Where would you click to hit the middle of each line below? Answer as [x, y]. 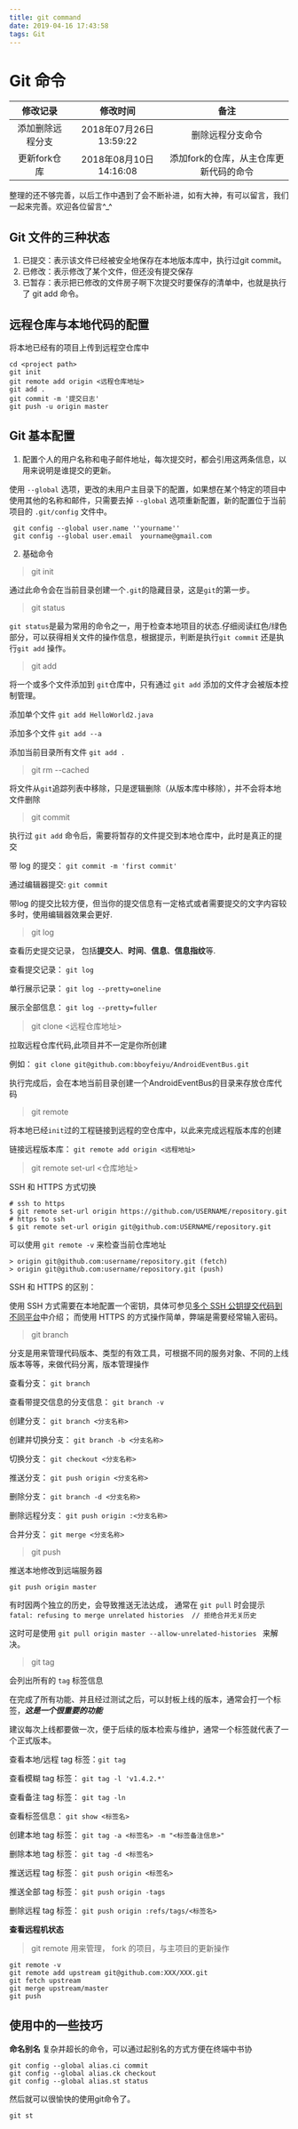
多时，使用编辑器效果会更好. [61, 914]
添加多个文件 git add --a [55, 733]
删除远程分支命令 [227, 135]
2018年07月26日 [118, 130]
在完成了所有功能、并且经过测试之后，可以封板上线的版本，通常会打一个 [141, 1699]
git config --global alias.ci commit [79, 2065]
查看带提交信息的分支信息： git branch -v [87, 1402]
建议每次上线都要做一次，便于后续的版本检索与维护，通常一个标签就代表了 [145, 1729]
